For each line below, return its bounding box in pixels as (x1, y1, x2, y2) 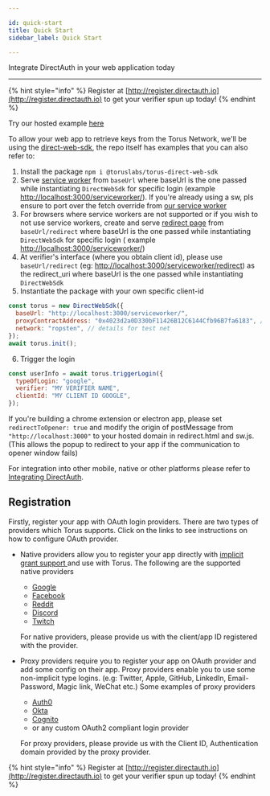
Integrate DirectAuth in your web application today (8, 63, 175, 72)
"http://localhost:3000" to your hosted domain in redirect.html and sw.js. (8, 431, 255, 441)
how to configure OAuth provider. (8, 534, 119, 544)
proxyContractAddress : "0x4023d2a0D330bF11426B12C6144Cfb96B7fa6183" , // (15, 317, 268, 326)
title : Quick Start (8, 26, 74, 35)
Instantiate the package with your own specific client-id (19, 286, 204, 296)
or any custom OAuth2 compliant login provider (31, 723, 189, 732)
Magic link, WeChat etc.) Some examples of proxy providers (56, 681, 256, 691)
